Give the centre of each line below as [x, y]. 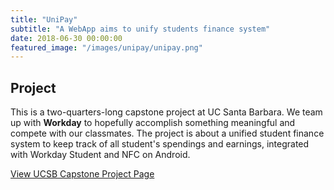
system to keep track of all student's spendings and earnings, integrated [160, 144]
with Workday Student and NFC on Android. [100, 155]
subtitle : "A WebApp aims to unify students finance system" [140, 29]
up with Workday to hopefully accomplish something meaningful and [153, 123]
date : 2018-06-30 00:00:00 [66, 38]
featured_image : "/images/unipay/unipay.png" [106, 47]
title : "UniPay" [44, 19]
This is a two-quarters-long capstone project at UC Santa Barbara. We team [166, 112]
